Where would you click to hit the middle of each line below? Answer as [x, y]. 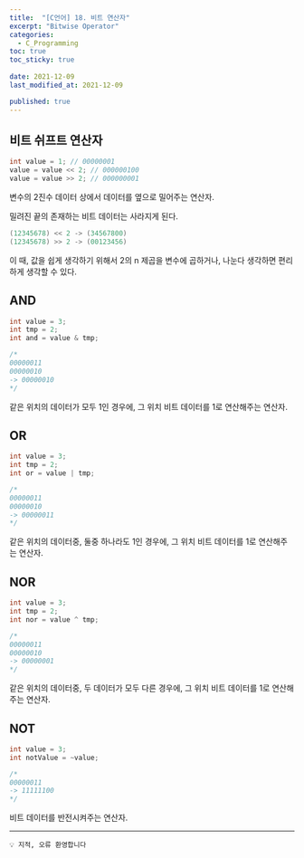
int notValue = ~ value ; [54, 758]
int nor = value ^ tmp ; [54, 620]
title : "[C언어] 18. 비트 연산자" [70, 18]
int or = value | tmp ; [52, 473]
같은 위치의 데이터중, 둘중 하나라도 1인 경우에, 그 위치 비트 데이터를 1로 [133, 542]
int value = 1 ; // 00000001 [62, 162]
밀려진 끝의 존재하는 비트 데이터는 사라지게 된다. [94, 216]
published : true [40, 101]
